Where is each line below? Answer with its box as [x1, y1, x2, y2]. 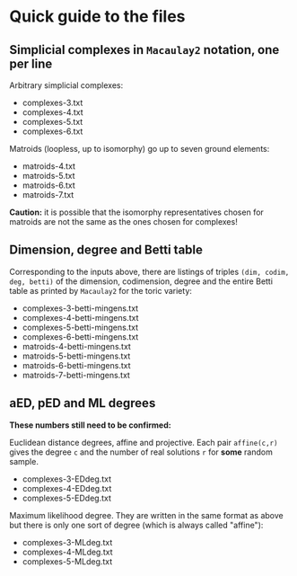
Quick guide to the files [9, 6, 186, 27]
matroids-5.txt [22, 171, 75, 181]
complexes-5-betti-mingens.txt [22, 322, 139, 332]
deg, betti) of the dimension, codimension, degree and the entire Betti [9, 276, 274, 287]
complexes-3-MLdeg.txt [22, 536, 113, 547]
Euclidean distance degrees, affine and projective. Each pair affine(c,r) [9, 437, 278, 448]
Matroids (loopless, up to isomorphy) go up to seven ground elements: [9, 144, 270, 154]
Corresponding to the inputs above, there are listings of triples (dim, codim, [9, 266, 290, 277]
